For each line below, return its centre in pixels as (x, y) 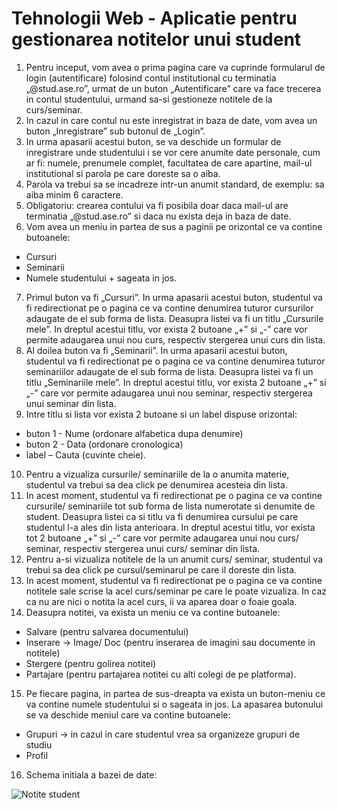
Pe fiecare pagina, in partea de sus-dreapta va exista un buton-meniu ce (175, 693)
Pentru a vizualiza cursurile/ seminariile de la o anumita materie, (157, 474)
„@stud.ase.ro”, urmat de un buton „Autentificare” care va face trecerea (173, 88)
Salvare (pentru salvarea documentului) (107, 631)
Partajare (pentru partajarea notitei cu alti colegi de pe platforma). (161, 674)
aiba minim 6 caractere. (74, 194)
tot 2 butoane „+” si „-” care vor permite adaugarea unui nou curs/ (162, 538)
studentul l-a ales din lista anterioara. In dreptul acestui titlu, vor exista (170, 527)
